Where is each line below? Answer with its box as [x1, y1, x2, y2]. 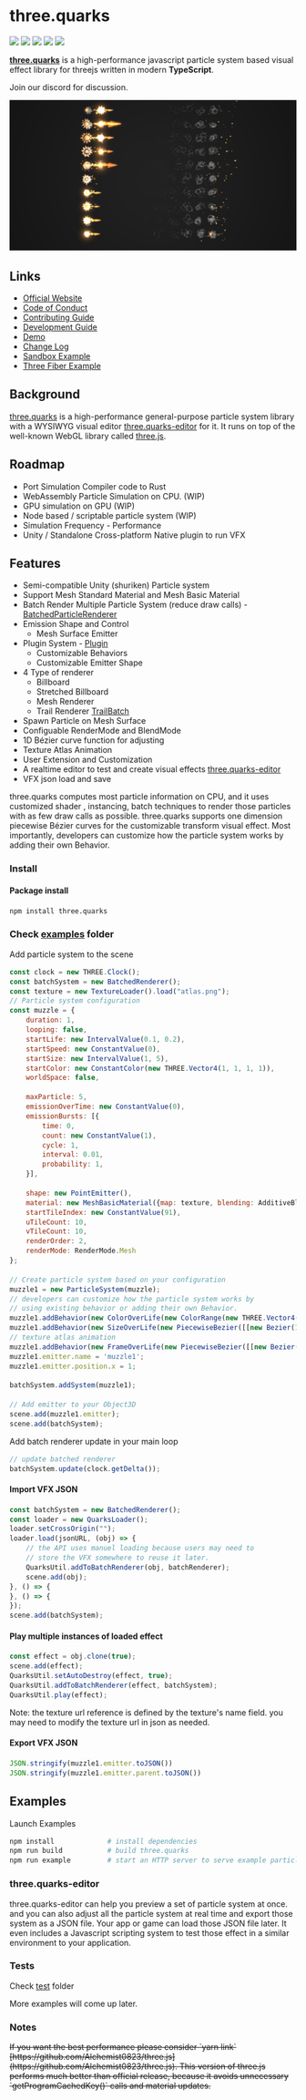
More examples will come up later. [9, 1998, 138, 2009]
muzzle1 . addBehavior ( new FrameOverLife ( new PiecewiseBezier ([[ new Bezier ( [9, 1342, 300, 1352]
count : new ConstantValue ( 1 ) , [42, 1131, 157, 1140]
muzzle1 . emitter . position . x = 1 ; [9, 1362, 137, 1371]
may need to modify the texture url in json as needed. [9, 1716, 210, 1727]
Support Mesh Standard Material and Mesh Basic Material [22, 590, 240, 601]
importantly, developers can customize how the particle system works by [9, 830, 284, 841]
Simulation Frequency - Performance [22, 520, 162, 530]
